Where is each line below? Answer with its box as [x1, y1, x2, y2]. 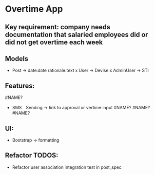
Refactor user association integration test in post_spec [12, 164, 122, 170]
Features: [5, 81, 35, 90]
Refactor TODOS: [5, 151, 58, 159]
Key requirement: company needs [5, 23, 111, 31]
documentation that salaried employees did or [5, 30, 148, 39]
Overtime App [5, 3, 63, 15]
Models [5, 55, 28, 63]
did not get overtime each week [5, 38, 103, 46]
